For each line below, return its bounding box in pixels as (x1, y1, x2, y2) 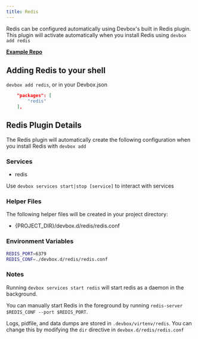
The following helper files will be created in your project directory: (6, 211, 168, 218)
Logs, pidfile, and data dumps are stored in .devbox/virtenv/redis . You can (6, 319, 192, 326)
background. (6, 290, 38, 297)
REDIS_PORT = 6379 (6, 251, 47, 257)
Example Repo (6, 48, 43, 55)
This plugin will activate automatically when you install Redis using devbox (6, 31, 187, 39)
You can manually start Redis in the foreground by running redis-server (6, 301, 183, 309)
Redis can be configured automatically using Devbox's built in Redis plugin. (6, 25, 191, 32)
